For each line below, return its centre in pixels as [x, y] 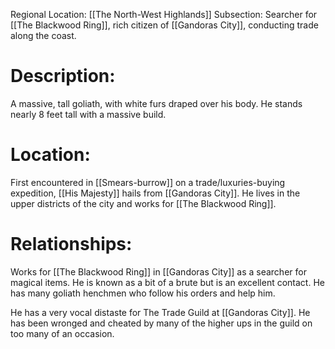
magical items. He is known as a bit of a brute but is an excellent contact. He [167, 282]
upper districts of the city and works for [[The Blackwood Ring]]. [143, 203]
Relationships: [71, 244]
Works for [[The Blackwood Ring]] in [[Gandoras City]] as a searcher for [158, 271]
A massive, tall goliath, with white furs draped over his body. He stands [156, 103]
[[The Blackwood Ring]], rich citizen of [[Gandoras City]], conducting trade [164, 25]
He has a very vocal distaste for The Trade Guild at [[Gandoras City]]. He [160, 312]
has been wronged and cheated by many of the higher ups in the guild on [161, 323]
